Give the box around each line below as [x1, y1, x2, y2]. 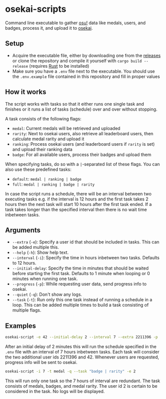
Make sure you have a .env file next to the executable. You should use [12, 68, 155, 74]
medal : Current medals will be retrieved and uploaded [12, 125, 121, 131]
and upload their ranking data [12, 146, 73, 152]
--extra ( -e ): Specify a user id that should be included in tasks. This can [12, 239, 160, 245]
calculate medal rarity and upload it [12, 136, 84, 142]
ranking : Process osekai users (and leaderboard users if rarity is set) [12, 141, 155, 147]
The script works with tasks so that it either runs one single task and [5, 101, 144, 107]
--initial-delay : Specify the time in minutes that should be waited [12, 265, 149, 271]
